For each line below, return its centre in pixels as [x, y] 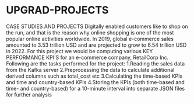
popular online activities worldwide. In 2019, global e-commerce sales [90, 39]
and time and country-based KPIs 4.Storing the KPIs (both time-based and [95, 82]
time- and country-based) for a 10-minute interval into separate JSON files [96, 88]
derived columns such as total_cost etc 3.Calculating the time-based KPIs [94, 76]
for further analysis [29, 95]
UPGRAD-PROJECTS [57, 10]
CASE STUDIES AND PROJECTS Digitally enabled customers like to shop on [97, 26]
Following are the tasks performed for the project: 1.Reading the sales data [96, 63]
